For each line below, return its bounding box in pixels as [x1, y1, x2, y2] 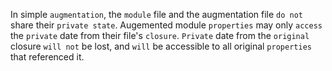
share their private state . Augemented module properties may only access [10, 19, 323, 31]
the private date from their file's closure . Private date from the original [10, 30, 310, 41]
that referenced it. [10, 51, 85, 63]
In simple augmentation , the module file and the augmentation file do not [10, 9, 303, 20]
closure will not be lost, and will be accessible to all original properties [10, 40, 312, 52]
